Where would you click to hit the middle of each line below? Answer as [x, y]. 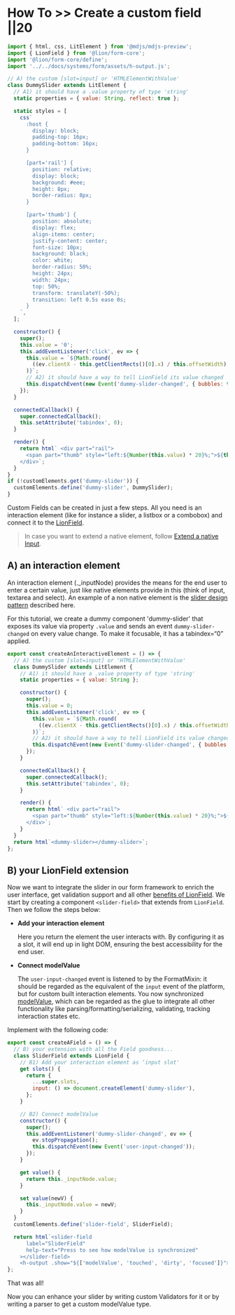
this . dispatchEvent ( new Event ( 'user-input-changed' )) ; [114, 1147]
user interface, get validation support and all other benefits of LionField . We [116, 895]
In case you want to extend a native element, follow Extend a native [121, 536]
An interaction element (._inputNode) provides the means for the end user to [117, 582]
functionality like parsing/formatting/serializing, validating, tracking [114, 1009]
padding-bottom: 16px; [65, 144]
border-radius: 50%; [62, 267]
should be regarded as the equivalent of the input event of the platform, [121, 986]
